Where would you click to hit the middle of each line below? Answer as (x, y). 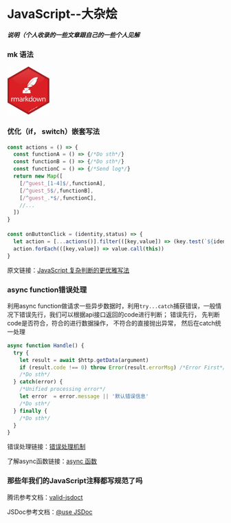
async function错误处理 (47, 290)
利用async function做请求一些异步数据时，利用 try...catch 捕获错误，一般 (111, 306)
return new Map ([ (38, 176)
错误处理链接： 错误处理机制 (46, 447)
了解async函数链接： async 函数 (52, 461)
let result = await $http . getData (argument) (84, 360)
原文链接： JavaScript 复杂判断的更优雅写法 (68, 270)
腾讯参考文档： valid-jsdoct (45, 497)
